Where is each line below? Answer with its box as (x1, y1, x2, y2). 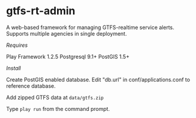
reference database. (6, 82, 56, 90)
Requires (6, 42, 28, 49)
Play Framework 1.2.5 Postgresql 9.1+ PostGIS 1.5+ (6, 53, 129, 60)
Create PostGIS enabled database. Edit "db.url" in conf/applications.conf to (6, 76, 190, 83)
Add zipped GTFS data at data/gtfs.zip (6, 94, 104, 101)
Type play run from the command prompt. (6, 105, 110, 112)
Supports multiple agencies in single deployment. (6, 30, 127, 37)
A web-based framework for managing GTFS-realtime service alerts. (6, 24, 175, 31)
